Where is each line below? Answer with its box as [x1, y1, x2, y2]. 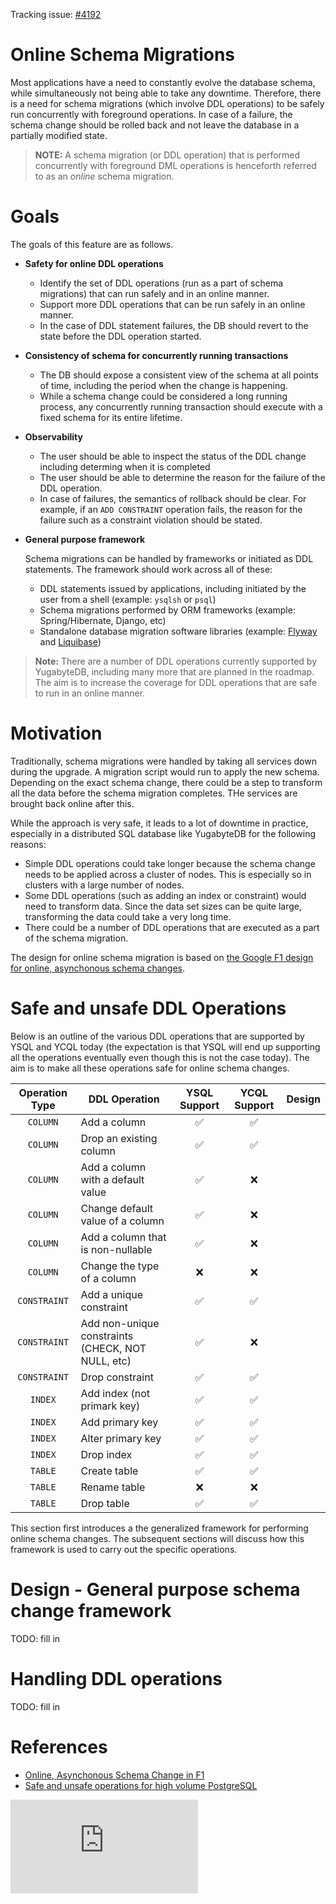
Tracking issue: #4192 [10, 9, 102, 20]
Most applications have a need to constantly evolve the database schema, [10, 76, 316, 88]
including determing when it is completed [39, 460, 211, 473]
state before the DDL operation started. [39, 330, 202, 342]
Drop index [80, 1447, 133, 1461]
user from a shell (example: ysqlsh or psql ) [39, 593, 217, 605]
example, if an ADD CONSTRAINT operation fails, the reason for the [39, 503, 303, 515]
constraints [80, 1329, 134, 1343]
